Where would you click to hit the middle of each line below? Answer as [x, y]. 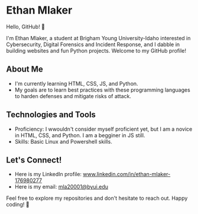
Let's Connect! [34, 160]
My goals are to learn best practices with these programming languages [102, 90]
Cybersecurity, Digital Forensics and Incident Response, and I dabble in [93, 44]
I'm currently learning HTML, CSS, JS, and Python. [76, 83]
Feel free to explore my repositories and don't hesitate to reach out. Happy [97, 198]
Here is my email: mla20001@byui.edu [61, 187]
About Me [25, 69]
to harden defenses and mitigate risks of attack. [73, 96]
